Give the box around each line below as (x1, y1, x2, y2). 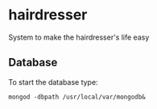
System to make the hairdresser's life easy (8, 32, 150, 42)
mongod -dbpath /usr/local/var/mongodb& (8, 93, 147, 101)
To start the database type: (8, 77, 98, 86)
